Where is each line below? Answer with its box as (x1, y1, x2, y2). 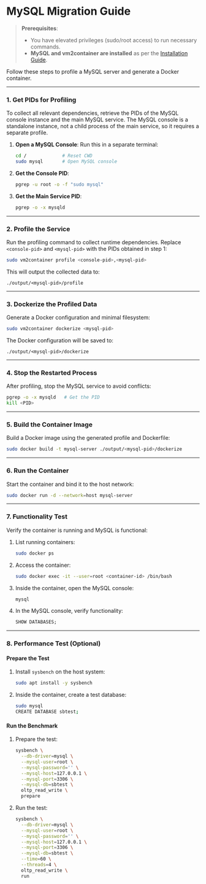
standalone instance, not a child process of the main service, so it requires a (6, 123, 199, 130)
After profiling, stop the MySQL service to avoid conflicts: (6, 382, 151, 390)
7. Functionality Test (6, 512, 67, 521)
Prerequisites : (21, 25, 58, 32)
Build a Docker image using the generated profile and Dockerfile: (6, 434, 170, 442)
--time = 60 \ (21, 856, 51, 863)
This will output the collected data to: (6, 268, 100, 275)
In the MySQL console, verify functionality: (15, 607, 124, 615)
